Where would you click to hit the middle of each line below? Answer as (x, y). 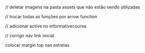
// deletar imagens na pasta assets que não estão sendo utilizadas (72, 7)
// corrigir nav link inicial (30, 36)
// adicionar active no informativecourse (46, 26)
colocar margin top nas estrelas (37, 45)
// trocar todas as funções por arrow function (51, 16)
